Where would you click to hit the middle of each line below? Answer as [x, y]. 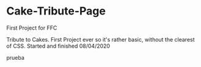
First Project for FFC [32, 28]
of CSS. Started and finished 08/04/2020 [58, 46]
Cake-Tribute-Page [56, 11]
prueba [15, 57]
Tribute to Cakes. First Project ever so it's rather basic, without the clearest [100, 39]
